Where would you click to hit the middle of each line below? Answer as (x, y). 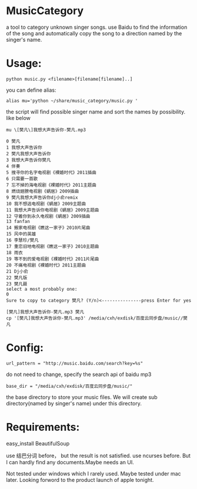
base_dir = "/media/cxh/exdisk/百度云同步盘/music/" (69, 386)
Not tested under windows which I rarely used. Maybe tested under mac (94, 473)
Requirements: (43, 427)
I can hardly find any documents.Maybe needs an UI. (70, 462)
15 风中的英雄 (21, 234)
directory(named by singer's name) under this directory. (74, 403)
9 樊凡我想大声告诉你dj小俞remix (42, 197)
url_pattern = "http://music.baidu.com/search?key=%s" (75, 363)
